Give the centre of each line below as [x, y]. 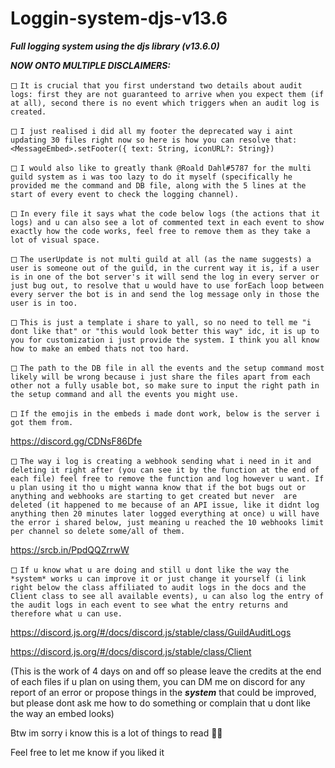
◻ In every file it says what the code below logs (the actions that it [165, 213]
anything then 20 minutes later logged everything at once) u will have [165, 513]
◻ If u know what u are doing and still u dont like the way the [150, 569]
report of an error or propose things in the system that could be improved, [163, 692]
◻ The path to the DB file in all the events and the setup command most [167, 367]
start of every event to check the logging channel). [125, 194]
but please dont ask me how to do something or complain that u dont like [160, 703]
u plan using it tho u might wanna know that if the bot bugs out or [158, 487]
